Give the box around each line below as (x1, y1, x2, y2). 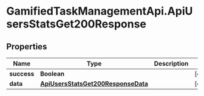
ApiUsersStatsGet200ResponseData (40, 80, 149, 87)
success (9, 70, 35, 78)
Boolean (40, 70, 65, 78)
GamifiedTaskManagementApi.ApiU (6, 4, 193, 18)
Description (154, 60, 189, 67)
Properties (6, 41, 47, 52)
